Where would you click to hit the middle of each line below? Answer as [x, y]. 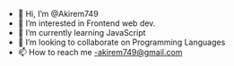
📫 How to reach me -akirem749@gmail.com [100, 52]
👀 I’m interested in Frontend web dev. [87, 23]
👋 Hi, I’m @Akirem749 [58, 14]
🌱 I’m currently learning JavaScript [82, 33]
